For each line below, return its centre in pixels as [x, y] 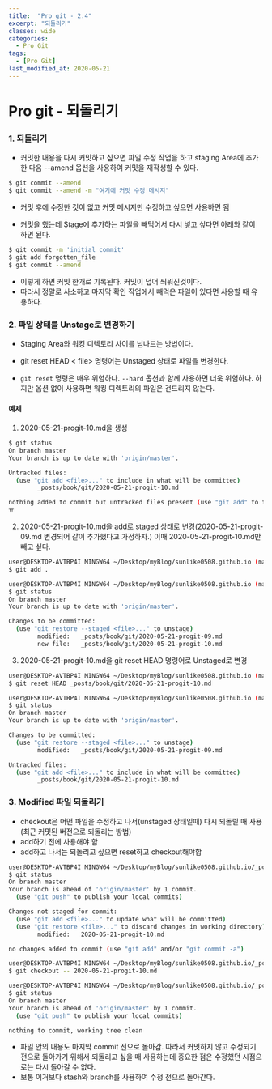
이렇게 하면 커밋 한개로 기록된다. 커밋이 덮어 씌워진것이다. [111, 281]
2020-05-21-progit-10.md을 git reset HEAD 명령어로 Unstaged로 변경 [134, 660]
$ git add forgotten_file [52, 257]
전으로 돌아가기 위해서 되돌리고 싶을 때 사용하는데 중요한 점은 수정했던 [130, 1057]
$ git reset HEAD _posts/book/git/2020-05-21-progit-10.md [110, 683]
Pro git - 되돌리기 [64, 111]
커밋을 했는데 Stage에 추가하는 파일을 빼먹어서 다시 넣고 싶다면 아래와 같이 [138, 224]
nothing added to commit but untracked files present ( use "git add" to [134, 503]
